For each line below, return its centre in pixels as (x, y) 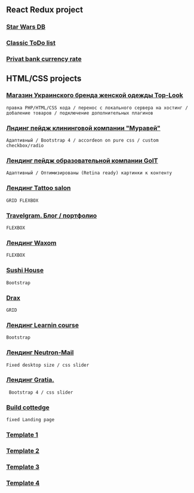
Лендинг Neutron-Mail (40, 352)
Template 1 (22, 435)
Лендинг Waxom (31, 243)
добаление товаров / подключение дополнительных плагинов (80, 113)
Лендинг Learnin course (43, 325)
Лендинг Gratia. (30, 380)
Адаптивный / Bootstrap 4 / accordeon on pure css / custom (83, 141)
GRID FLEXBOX (22, 200)
